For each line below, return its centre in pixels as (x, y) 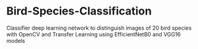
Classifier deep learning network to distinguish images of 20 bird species (99, 28)
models (16, 41)
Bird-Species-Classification (79, 11)
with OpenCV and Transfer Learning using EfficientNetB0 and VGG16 (94, 34)
